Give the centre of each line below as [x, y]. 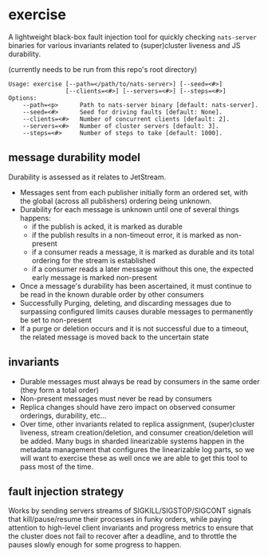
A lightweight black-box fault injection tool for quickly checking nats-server [132, 37]
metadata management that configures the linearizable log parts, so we [137, 449]
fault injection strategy [66, 491]
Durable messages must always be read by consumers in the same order [140, 381]
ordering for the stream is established [93, 260]
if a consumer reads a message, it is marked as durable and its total [143, 252]
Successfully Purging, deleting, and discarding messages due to [125, 303]
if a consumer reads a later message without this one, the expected [142, 269]
